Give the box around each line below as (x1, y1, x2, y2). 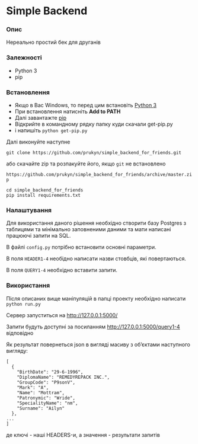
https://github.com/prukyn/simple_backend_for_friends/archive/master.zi (6, 172, 193, 178)
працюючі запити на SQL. (6, 232, 71, 239)
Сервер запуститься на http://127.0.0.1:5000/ (6, 311, 118, 318)
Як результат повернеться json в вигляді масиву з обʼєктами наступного (6, 341, 191, 348)
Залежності (6, 53, 43, 62)
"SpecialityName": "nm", (17, 400, 78, 406)
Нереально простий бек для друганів (6, 39, 101, 46)
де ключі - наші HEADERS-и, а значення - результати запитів (6, 431, 160, 438)
